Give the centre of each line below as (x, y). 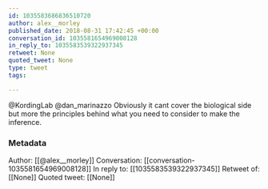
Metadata (27, 143)
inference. (25, 122)
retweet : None (32, 53)
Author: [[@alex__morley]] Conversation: (75, 160)
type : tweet (28, 68)
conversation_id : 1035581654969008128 (73, 38)
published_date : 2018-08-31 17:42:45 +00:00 (84, 30)
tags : (17, 75)
